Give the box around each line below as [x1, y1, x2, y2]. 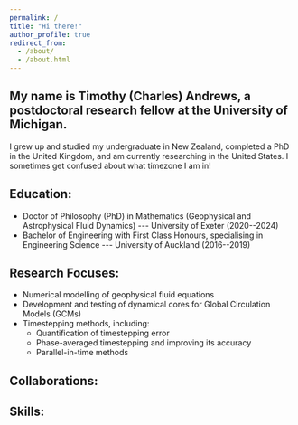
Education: [9, 186, 72, 202]
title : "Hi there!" [9, 22, 83, 31]
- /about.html [17, 55, 70, 64]
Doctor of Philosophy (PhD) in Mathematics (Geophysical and [22, 210, 251, 222]
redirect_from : [9, 38, 67, 48]
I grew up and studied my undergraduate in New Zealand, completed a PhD [9, 141, 290, 152]
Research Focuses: [9, 266, 120, 281]
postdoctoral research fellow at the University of [9, 103, 289, 118]
